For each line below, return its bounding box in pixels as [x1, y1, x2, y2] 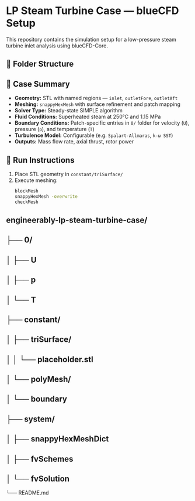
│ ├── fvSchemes [6, 454, 74, 464]
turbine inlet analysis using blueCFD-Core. [6, 42, 108, 49]
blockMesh [14, 188, 39, 194]
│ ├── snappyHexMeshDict [6, 434, 109, 444]
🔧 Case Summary [6, 79, 70, 89]
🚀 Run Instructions [6, 155, 75, 165]
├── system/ [6, 414, 55, 424]
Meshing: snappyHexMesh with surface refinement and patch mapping [14, 101, 181, 108]
